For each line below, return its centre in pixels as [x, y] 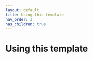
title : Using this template [35, 15]
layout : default [22, 10]
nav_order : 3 [19, 19]
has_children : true [26, 24]
